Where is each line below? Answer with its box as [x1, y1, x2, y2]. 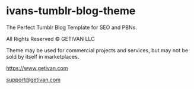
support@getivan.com [6, 76, 61, 83]
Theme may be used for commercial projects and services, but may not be [6, 46, 189, 54]
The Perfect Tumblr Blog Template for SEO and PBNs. [6, 24, 138, 31]
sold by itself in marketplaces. [6, 53, 79, 60]
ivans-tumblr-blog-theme [6, 4, 136, 18]
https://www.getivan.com [6, 64, 68, 72]
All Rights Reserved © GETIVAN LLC [6, 35, 95, 42]
